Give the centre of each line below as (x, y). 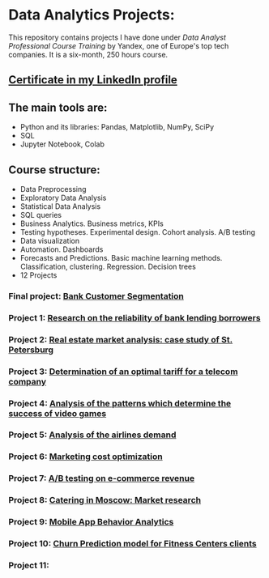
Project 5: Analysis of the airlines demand (92, 435)
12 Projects (38, 275)
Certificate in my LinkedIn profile (93, 80)
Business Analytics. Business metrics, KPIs (92, 223)
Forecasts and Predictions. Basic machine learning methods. (121, 257)
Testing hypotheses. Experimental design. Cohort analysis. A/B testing (138, 232)
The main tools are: (58, 107)
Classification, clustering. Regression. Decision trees (108, 266)
